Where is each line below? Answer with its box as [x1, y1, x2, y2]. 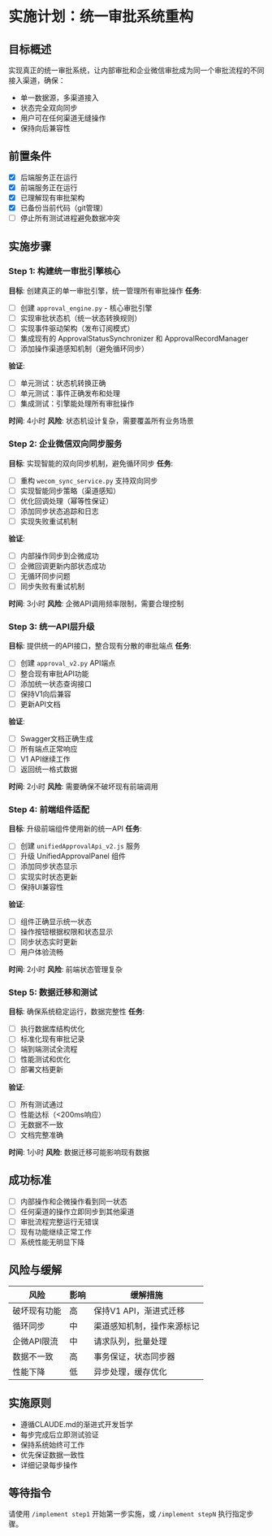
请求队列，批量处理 [93, 1335, 168, 1347]
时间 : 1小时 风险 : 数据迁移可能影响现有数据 [8, 1147, 150, 1156]
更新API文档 [19, 699, 61, 709]
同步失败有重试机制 [19, 582, 85, 592]
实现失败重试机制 [19, 516, 78, 526]
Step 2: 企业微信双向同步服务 [8, 438, 123, 449]
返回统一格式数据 [19, 764, 78, 774]
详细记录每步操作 [19, 1460, 78, 1469]
